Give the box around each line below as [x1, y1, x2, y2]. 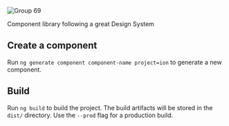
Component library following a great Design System [7, 20, 154, 28]
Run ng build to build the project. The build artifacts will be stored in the [7, 103, 213, 112]
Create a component [7, 40, 98, 52]
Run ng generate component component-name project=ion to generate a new [7, 58, 223, 66]
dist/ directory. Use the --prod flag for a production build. [7, 111, 173, 119]
